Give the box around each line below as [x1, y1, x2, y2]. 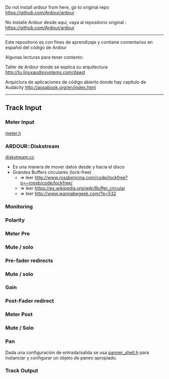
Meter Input [5, 119, 35, 126]
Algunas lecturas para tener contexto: [5, 54, 83, 60]
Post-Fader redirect [5, 298, 54, 305]
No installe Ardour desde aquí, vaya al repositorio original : [5, 20, 127, 25]
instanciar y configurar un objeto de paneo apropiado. [5, 354, 117, 361]
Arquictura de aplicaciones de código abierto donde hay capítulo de [5, 79, 146, 85]
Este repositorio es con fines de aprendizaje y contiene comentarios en [5, 39, 153, 45]
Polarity [5, 216, 25, 223]
